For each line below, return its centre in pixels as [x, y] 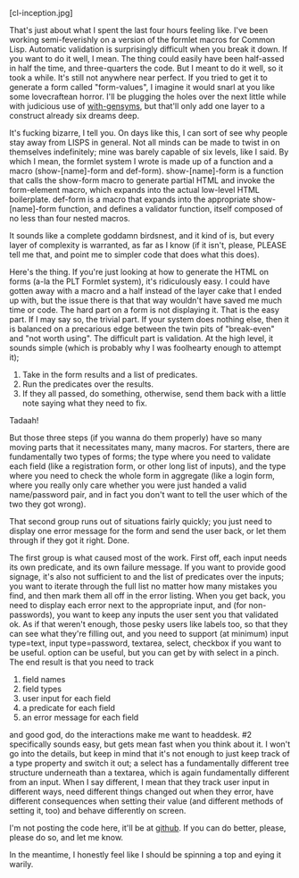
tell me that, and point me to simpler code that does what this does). [135, 255]
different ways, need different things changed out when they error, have [141, 791]
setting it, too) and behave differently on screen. [98, 811]
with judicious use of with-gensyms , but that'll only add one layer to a [137, 106]
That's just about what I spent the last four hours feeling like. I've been [139, 30]
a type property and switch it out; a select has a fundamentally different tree [149, 763]
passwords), [32, 615]
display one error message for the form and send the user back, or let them [148, 531]
